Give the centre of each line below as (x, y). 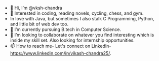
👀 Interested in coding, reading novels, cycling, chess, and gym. (77, 13)
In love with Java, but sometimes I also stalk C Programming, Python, (82, 19)
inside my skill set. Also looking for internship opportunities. (72, 40)
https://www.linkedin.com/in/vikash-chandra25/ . (61, 53)
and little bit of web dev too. (39, 24)
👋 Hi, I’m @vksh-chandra (36, 8)
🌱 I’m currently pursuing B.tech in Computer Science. (66, 29)
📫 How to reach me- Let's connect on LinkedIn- (61, 46)
